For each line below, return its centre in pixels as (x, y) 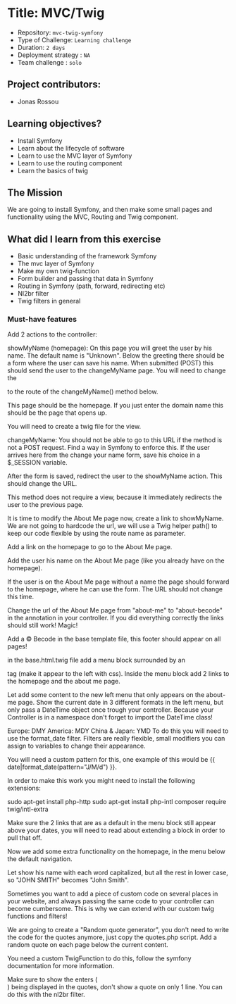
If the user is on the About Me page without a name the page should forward (118, 582)
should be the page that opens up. (57, 413)
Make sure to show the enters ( (52, 979)
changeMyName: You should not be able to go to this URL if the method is (115, 440)
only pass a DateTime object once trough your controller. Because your (111, 710)
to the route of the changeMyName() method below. (83, 391)
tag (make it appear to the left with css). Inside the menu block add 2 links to (118, 674)
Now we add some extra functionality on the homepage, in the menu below (116, 852)
